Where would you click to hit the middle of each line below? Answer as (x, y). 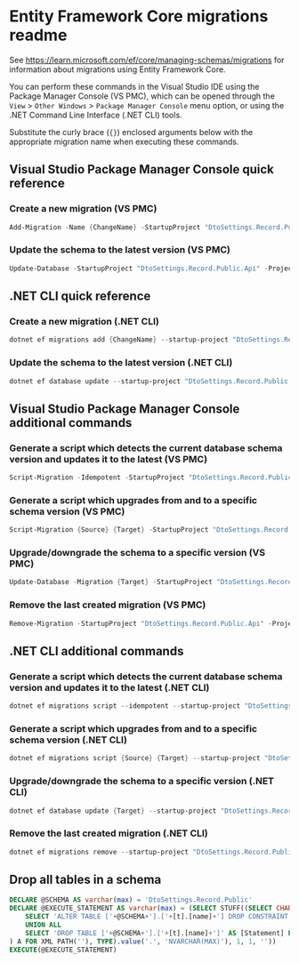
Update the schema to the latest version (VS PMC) (120, 250)
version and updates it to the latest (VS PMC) (108, 459)
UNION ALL (44, 925)
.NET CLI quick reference (80, 297)
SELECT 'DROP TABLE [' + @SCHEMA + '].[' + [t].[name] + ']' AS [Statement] (155, 933)
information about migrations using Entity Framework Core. (117, 69)
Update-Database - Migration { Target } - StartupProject (111, 582)
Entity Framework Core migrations (139, 16)
